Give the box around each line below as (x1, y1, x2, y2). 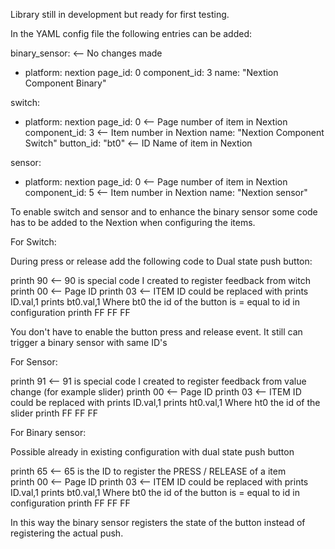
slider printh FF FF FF (10, 407, 99, 419)
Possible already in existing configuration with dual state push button (10, 446, 295, 458)
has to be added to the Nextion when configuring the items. (10, 217, 256, 228)
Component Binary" (24, 77, 107, 89)
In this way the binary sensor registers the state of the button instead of (10, 517, 306, 528)
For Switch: (10, 236, 57, 248)
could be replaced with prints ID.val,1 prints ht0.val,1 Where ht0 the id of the (10, 397, 321, 408)
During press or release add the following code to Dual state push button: (10, 255, 313, 267)
